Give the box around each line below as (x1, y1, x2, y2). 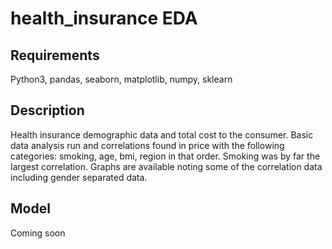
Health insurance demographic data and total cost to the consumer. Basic (10, 128, 314, 141)
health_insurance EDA (10, 7, 198, 30)
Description (10, 102, 85, 119)
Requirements (10, 47, 100, 64)
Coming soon (10, 227, 66, 239)
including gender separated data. (10, 171, 148, 183)
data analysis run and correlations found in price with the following (10, 139, 285, 151)
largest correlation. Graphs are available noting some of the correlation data (10, 160, 323, 172)
